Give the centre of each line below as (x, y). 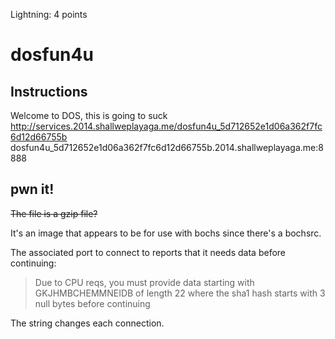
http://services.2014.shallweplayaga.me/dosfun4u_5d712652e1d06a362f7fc (166, 126)
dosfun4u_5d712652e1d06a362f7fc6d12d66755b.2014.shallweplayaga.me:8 (167, 147)
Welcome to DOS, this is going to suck (89, 115)
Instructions (49, 91)
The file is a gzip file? (54, 213)
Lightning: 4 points (49, 14)
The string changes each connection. (87, 323)
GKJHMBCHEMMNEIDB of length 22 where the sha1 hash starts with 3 (180, 293)
